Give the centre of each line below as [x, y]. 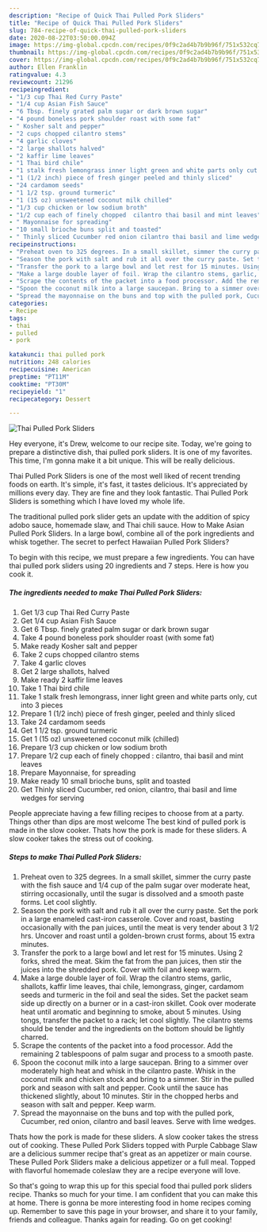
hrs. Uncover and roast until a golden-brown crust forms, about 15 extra [138, 936]
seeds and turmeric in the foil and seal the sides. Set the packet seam [134, 995]
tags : [18, 318]
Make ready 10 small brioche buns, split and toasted [105, 781]
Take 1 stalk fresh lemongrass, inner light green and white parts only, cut [139, 697]
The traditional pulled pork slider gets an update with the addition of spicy [130, 517]
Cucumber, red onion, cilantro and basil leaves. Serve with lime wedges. [138, 1122]
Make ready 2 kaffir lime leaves [72, 680]
